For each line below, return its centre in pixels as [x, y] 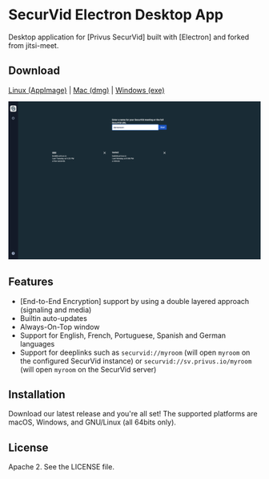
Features [31, 282]
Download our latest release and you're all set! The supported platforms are [133, 414]
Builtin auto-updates [54, 318]
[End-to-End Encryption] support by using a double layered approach [134, 301]
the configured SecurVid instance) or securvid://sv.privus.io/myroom [136, 361]
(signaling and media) [56, 310]
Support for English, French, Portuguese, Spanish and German [123, 335]
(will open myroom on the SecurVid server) [88, 369]
